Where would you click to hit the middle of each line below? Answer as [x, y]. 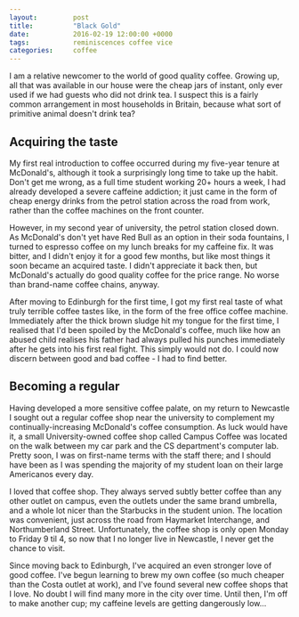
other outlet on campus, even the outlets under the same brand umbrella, [143, 500]
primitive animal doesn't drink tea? [73, 114]
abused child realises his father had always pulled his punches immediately [147, 339]
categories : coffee [53, 51]
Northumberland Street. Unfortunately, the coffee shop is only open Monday [149, 529]
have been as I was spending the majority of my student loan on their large [146, 465]
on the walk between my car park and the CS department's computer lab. [144, 445]
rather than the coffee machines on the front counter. [107, 210]
